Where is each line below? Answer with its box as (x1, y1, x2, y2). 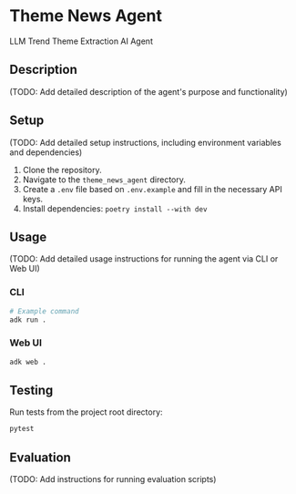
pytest (9, 425, 35, 434)
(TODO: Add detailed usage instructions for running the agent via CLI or (9, 253, 279, 264)
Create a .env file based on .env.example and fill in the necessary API (22, 183, 282, 194)
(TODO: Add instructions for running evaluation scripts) (9, 474, 217, 485)
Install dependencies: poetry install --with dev (22, 202, 208, 214)
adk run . (9, 315, 47, 324)
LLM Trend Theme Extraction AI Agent (9, 36, 153, 46)
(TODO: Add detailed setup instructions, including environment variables (9, 137, 282, 148)
